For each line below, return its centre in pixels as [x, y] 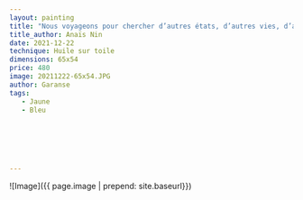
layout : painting [42, 18]
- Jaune [36, 101]
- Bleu [34, 110]
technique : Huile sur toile [62, 51]
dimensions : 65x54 [44, 59]
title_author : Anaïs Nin [56, 34]
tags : [19, 93]
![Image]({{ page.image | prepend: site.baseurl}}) [101, 186]
